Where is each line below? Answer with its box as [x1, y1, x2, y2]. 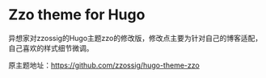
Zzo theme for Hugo [8, 6, 146, 24]
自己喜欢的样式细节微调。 [8, 43, 94, 53]
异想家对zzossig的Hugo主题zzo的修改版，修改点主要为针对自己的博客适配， [8, 33, 263, 43]
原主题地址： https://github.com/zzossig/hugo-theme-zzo [8, 60, 200, 70]
